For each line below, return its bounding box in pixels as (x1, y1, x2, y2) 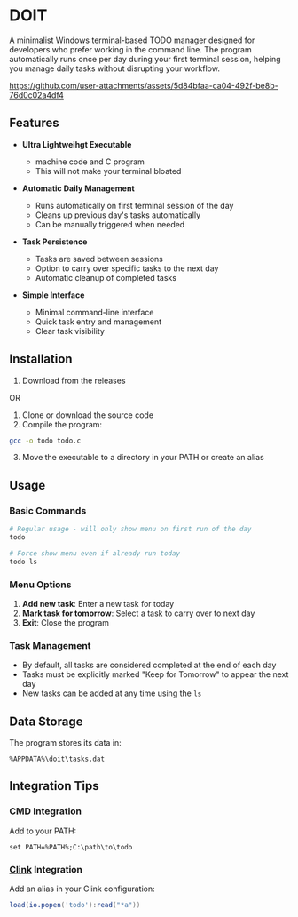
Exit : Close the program (21, 617, 109, 627)
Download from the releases (21, 375, 126, 386)
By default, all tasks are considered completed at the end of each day (21, 659, 277, 671)
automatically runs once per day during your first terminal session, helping (9, 53, 281, 64)
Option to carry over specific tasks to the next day (35, 263, 219, 274)
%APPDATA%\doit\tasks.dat (9, 754, 105, 764)
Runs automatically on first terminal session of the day (35, 200, 234, 211)
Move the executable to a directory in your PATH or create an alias (21, 452, 264, 463)
